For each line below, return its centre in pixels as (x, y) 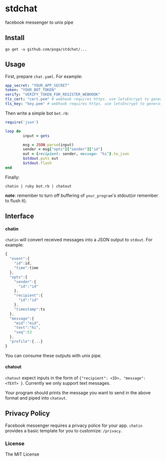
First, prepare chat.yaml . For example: (44, 76)
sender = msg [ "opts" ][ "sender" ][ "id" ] (63, 149)
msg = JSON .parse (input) (48, 145)
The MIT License (22, 454)
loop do (13, 131)
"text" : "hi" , (27, 328)
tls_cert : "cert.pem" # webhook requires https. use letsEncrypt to (77, 99)
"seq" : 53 (23, 332)
